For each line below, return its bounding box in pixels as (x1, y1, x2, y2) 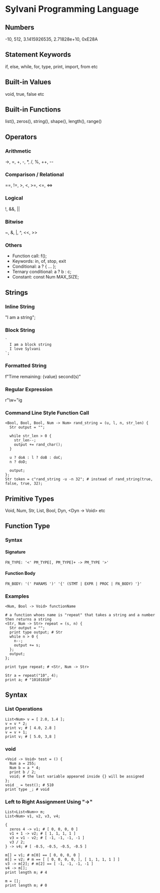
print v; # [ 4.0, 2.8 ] (5, 725, 56, 731)
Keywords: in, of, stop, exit (12, 258, 66, 264)
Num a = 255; (9, 761, 36, 766)
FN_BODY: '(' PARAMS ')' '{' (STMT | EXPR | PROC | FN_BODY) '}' (5, 581, 142, 586)
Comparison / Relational (5, 171, 64, 178)
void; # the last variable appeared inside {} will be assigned (9, 774, 144, 779)
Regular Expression (5, 386, 53, 393)
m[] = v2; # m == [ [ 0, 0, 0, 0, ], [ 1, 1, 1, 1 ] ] (5, 857, 120, 862)
